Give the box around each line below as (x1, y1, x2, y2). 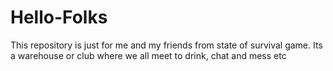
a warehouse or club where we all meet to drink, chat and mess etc (10, 49, 287, 61)
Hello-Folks (10, 6, 108, 29)
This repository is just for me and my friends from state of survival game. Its (10, 39, 323, 51)
